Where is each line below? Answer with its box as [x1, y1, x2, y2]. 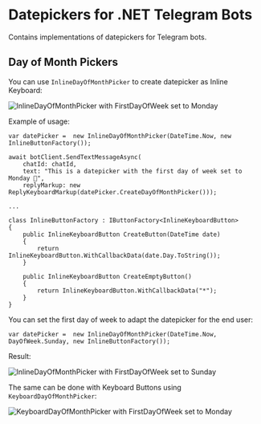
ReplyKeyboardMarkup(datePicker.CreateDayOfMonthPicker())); [8, 188, 218, 196]
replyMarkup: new [22, 181, 81, 190]
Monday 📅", [8, 174, 45, 182]
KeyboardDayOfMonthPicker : [8, 391, 97, 401]
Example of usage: [8, 116, 71, 126]
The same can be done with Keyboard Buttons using [8, 382, 182, 392]
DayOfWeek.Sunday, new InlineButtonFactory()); [8, 337, 171, 345]
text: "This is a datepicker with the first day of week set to [22, 167, 243, 175]
